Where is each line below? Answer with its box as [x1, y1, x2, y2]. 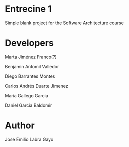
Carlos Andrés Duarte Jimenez [5, 83, 68, 89]
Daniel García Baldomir [5, 102, 52, 108]
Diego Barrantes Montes [5, 73, 55, 79]
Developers [5, 37, 54, 49]
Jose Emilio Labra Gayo [5, 136, 54, 142]
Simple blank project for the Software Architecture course [5, 20, 124, 26]
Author [5, 120, 35, 131]
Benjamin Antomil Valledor [5, 63, 59, 69]
